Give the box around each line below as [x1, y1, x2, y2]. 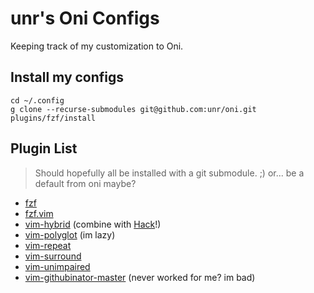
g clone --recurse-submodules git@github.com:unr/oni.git [10, 104, 257, 114]
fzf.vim [24, 207, 54, 219]
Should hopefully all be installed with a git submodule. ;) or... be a [34, 167, 305, 179]
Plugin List [10, 140, 78, 157]
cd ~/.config [10, 95, 65, 106]
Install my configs [10, 69, 125, 86]
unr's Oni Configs [10, 7, 160, 30]
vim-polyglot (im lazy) [24, 228, 116, 241]
